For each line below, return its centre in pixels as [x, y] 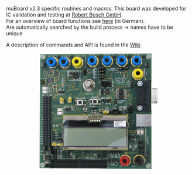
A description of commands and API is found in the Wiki [73, 45]
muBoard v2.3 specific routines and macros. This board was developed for [96, 9]
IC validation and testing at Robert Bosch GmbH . [64, 15]
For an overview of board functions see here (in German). [76, 21]
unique [14, 33]
